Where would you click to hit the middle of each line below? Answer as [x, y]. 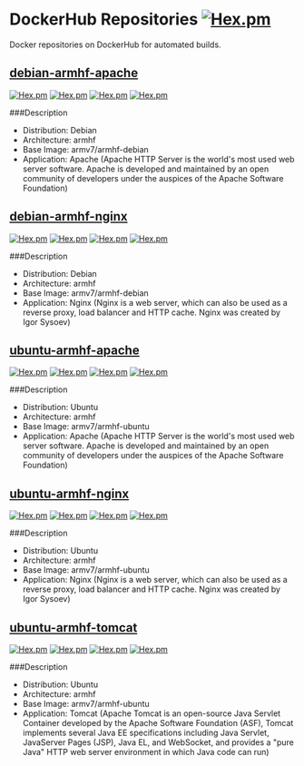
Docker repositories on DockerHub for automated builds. [115, 44]
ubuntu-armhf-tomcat [74, 628]
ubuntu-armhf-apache [74, 350]
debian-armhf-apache [74, 73]
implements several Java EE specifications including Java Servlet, [146, 732]
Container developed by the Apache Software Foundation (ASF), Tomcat [158, 723]
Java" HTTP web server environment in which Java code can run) [146, 752]
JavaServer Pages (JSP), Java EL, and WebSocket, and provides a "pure [158, 742]
